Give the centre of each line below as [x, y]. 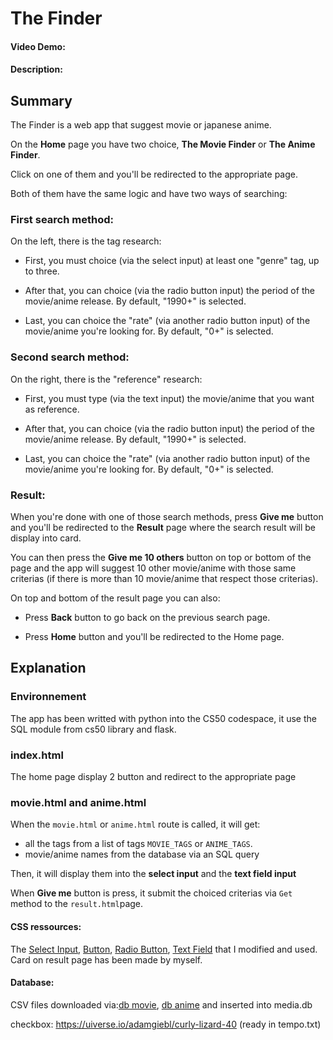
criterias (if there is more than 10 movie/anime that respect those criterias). [164, 579]
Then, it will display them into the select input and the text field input [153, 874]
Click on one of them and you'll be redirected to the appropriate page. [154, 174]
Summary [41, 100]
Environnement [48, 697]
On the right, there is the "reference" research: [106, 379]
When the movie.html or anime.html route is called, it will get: [135, 824]
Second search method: [70, 357]
